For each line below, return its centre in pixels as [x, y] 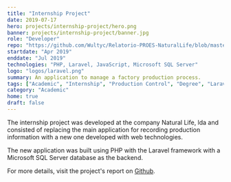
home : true [23, 97]
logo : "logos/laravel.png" [46, 71]
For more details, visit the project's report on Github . [81, 171]
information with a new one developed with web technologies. [95, 137]
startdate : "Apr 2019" [40, 52]
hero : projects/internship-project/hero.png [72, 26]
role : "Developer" [33, 39]
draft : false [26, 103]
